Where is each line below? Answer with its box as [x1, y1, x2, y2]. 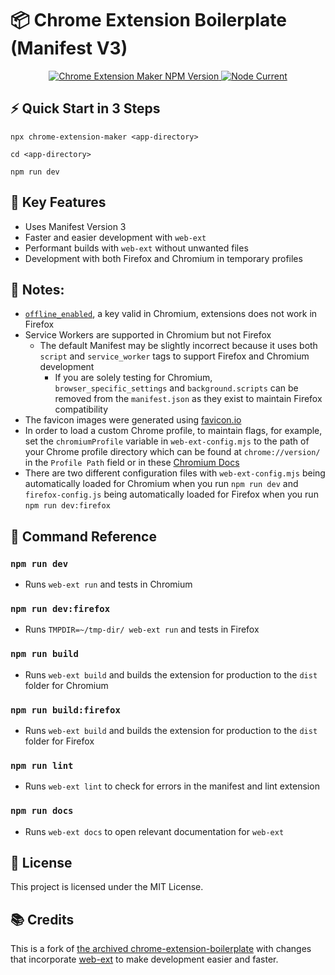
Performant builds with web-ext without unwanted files [24, 242, 249, 254]
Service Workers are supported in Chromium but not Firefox [24, 329, 272, 341]
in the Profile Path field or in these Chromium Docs [24, 457, 240, 469]
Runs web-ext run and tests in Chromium [24, 578, 193, 591]
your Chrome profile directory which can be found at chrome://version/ [24, 446, 321, 458]
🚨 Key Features [10, 194, 107, 211]
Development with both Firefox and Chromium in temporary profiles [24, 252, 303, 264]
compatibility [54, 403, 109, 416]
